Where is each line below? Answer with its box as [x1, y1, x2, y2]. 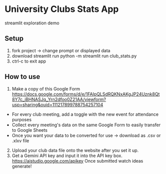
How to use [4, 73, 40, 81]
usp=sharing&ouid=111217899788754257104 [11, 101, 103, 107]
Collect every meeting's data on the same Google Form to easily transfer [11, 122, 161, 128]
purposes [11, 116, 32, 122]
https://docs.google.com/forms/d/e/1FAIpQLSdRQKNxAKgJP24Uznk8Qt [11, 91, 160, 97]
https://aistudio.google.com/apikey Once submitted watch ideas [11, 158, 144, 164]
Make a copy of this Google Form [11, 86, 81, 91]
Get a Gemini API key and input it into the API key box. [11, 153, 123, 159]
